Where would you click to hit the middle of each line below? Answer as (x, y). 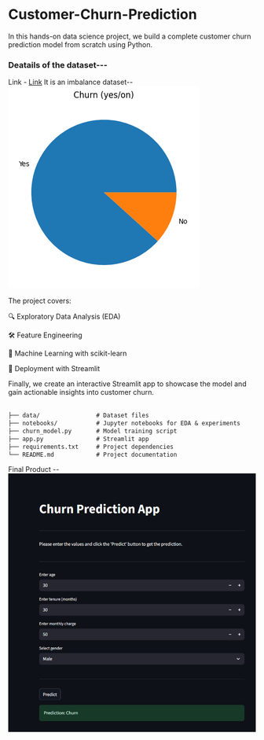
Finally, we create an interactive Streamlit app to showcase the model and (127, 384)
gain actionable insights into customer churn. (81, 392)
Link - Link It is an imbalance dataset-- (71, 82)
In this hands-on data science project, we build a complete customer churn (130, 36)
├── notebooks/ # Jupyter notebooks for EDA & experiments (125, 423)
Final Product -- (34, 469)
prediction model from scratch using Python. (81, 44)
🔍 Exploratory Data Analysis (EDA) (64, 317)
